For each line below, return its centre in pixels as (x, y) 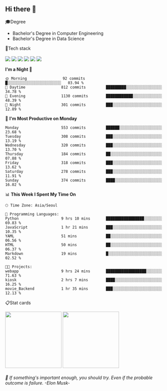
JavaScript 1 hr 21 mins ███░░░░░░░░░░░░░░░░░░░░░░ (84, 227)
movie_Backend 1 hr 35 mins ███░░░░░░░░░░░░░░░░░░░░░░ (84, 289)
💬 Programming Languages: (32, 214)
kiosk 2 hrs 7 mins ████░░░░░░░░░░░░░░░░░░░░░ (84, 280)
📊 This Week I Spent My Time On (40, 194)
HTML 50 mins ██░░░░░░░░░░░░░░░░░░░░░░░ (84, 245)
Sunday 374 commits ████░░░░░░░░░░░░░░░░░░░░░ (84, 180)
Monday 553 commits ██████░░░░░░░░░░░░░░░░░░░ (84, 128)
